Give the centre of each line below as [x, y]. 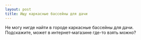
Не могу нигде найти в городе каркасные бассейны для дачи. [69, 27]
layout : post [18, 9]
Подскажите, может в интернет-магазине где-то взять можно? [71, 32]
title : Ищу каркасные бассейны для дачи [47, 14]
